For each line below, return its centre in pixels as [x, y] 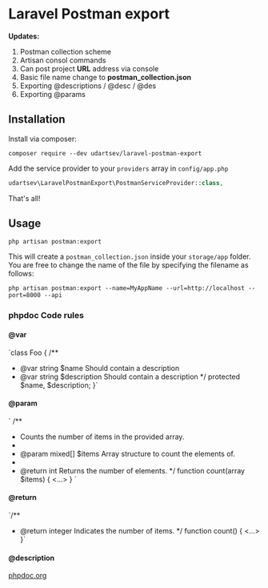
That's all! [24, 198]
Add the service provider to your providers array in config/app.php [118, 168]
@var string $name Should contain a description [100, 368]
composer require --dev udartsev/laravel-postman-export [105, 153]
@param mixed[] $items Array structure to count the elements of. [128, 453]
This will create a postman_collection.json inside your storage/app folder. [130, 256]
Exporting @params [52, 94]
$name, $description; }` [59, 385]
